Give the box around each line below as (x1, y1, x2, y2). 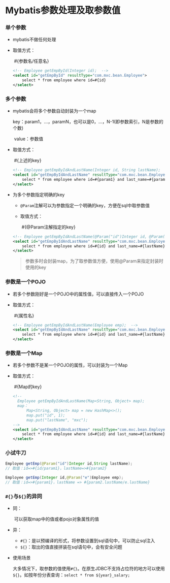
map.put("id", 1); (26, 412, 65, 418)
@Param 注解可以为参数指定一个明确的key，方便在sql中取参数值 (20, 202, 150, 208)
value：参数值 (14, 136, 44, 142)
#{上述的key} (14, 157, 42, 164)
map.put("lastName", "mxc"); (26, 417, 88, 423)
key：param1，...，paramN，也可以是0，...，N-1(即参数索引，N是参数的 (12, 119, 163, 125)
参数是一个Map (5, 350, 43, 357)
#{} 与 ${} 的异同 (5, 493, 42, 500)
